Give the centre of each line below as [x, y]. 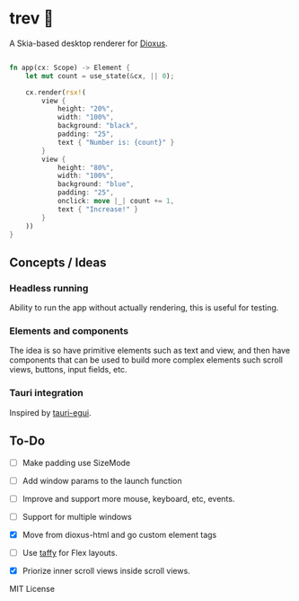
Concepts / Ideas [58, 262]
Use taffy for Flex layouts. [70, 552]
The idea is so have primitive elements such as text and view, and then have [149, 351]
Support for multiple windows [77, 516]
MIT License [32, 588]
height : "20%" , [86, 109]
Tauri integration [46, 393]
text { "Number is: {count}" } [116, 142]
